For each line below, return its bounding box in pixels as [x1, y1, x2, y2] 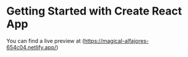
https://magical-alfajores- [84, 37, 149, 44]
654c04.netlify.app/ [6, 44, 57, 51]
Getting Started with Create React [6, 4, 182, 18]
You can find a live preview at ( [6, 37, 85, 44]
